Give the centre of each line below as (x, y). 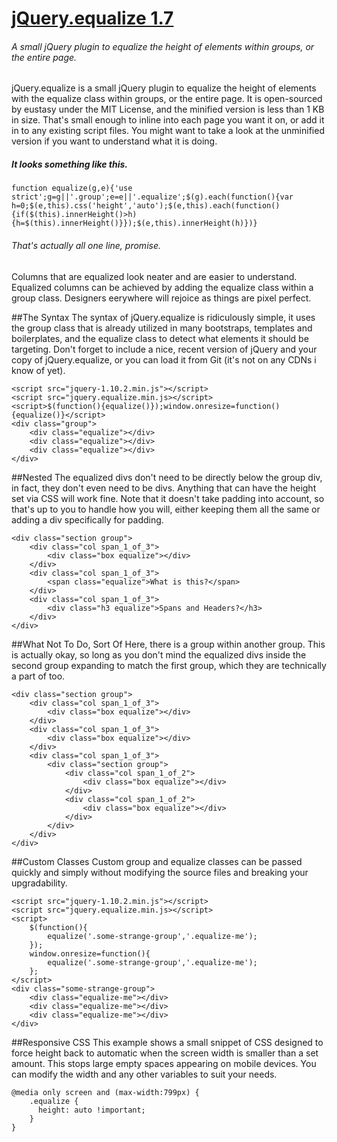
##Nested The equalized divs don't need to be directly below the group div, (167, 477)
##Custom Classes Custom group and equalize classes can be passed (157, 861)
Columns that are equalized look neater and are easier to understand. (154, 276)
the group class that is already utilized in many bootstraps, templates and (162, 328)
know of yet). (38, 370)
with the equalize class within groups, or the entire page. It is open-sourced (167, 99)
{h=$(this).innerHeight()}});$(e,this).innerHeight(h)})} (134, 223)
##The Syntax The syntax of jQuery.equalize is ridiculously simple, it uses (163, 317)
